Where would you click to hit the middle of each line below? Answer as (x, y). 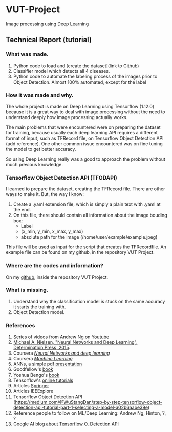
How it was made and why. (40, 95)
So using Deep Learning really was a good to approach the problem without (85, 159)
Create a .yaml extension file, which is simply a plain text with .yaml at (87, 204)
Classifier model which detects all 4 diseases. (61, 71)
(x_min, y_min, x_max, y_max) (52, 231)
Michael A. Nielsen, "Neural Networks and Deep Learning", (75, 342)
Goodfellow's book (33, 369)
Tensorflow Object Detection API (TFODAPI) (61, 178)
